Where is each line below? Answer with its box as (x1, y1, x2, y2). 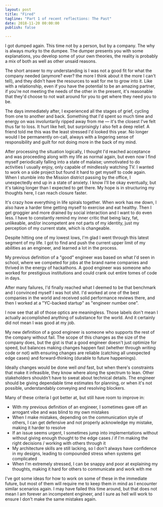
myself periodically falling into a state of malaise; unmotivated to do (5, 159, 140, 165)
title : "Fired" (5, 12, 36, 17)
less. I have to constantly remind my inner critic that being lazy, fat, (5, 215, 139, 221)
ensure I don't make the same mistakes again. (5, 496, 97, 502)
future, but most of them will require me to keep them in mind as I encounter (5, 481, 158, 487)
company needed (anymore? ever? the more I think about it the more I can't (5, 73, 156, 79)
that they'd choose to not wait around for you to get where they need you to (5, 93, 157, 100)
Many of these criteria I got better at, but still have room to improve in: (5, 395, 145, 400)
